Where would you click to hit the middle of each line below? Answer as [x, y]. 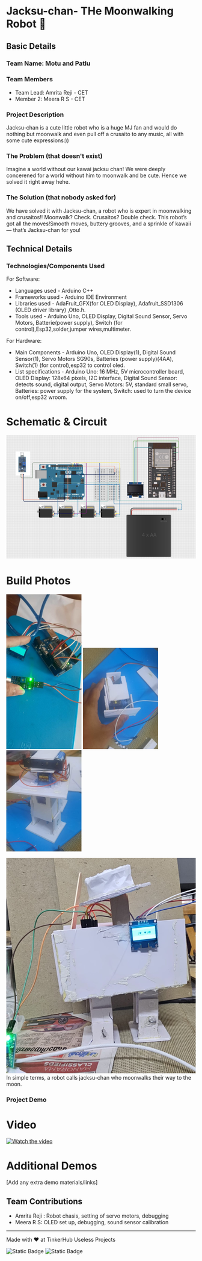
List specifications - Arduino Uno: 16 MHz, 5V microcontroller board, [99, 372]
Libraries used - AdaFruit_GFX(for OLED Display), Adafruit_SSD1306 [99, 304]
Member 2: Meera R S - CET [50, 99]
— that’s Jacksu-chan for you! [44, 230]
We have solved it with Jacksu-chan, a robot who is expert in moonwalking [99, 211]
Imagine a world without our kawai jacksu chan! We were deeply [86, 169]
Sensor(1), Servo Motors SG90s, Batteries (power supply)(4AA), [94, 359]
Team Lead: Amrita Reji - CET [51, 92]
